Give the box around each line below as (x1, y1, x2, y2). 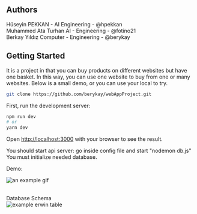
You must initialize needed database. (6, 153, 97, 161)
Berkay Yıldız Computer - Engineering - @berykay (6, 33, 130, 41)
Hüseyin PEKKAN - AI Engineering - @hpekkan (6, 20, 123, 28)
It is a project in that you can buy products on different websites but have (6, 67, 187, 74)
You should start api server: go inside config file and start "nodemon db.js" (6, 147, 192, 155)
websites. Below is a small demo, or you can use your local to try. (6, 79, 168, 86)
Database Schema (6, 195, 52, 202)
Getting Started (6, 51, 65, 61)
